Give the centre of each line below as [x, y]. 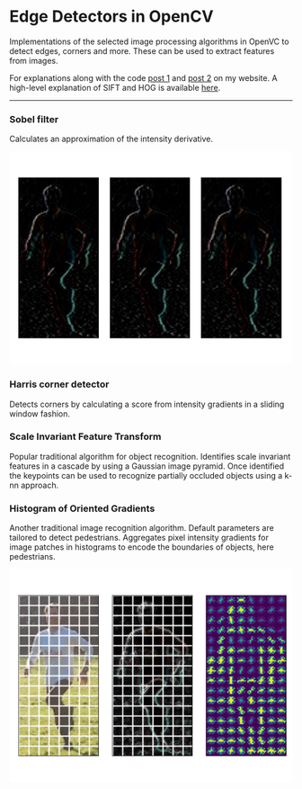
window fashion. [40, 413]
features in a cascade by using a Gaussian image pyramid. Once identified [147, 466]
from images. [34, 60]
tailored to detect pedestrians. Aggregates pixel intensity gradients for [139, 538]
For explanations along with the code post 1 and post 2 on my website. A [143, 77]
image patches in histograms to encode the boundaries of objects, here [142, 547]
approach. [40, 485]
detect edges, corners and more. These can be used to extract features [142, 50]
